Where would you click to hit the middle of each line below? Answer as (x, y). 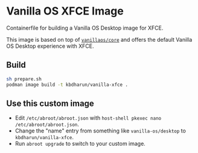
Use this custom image (50, 103)
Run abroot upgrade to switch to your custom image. (80, 144)
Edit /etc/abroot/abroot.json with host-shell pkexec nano (88, 118)
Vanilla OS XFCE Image (65, 11)
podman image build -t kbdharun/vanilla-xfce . (67, 85)
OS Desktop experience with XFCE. (50, 46)
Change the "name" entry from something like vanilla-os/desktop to (100, 131)
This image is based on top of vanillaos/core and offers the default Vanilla (99, 39)
